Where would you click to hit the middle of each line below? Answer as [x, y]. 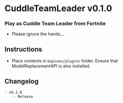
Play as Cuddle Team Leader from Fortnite [55, 24]
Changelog [22, 81]
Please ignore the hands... [38, 34]
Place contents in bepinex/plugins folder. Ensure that [65, 61]
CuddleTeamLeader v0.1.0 [58, 8]
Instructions [23, 49]
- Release [23, 97]
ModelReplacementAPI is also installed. [51, 66]
